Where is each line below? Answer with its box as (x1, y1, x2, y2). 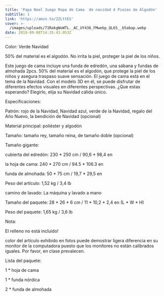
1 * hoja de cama (5, 267, 39, 273)
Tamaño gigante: (5, 142, 39, 148)
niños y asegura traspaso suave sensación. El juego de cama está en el (5, 74, 150, 79)
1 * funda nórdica (5, 277, 40, 283)
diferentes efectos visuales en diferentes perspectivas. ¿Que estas (5, 84, 140, 89)
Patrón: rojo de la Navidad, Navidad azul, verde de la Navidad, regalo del (5, 108, 153, 114)
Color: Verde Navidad (5, 44, 49, 49)
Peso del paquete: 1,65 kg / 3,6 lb (5, 209, 73, 215)
